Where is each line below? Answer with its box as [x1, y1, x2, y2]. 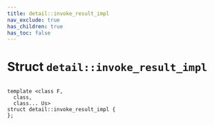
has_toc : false [7, 29, 51, 37]
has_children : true [7, 23, 64, 30]
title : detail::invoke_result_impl [7, 10, 110, 17]
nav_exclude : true [7, 17, 60, 23]
